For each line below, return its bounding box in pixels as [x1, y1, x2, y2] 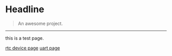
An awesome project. [17, 20, 63, 26]
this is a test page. [5, 35, 44, 41]
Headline [5, 4, 45, 15]
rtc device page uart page [5, 45, 60, 51]
